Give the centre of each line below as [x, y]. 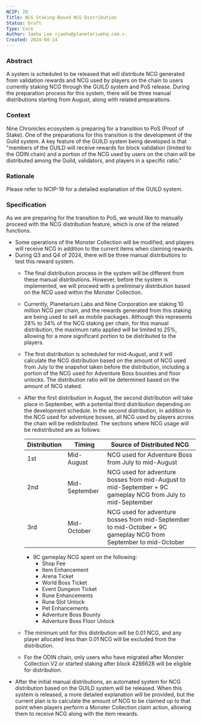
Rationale [20, 176]
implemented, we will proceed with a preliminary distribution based [107, 286]
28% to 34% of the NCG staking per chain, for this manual [96, 324]
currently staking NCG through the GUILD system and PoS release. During [98, 87]
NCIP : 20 [17, 12]
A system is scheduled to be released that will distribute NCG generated [96, 74]
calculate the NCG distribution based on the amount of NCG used [105, 361]
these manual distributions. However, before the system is [96, 280]
